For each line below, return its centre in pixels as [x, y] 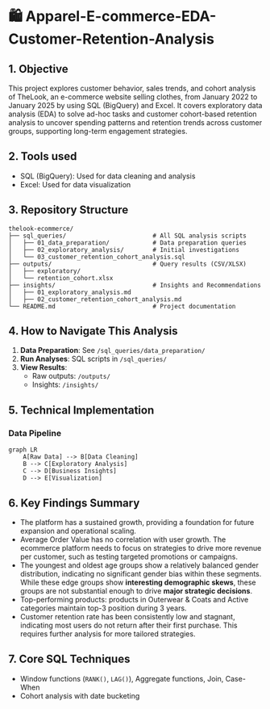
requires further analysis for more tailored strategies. [108, 633]
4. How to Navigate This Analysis [93, 331]
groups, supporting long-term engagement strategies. [98, 131]
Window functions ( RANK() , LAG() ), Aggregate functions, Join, [122, 678]
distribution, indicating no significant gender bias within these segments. [141, 573]
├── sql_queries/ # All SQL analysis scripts [128, 236]
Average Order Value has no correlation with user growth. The [123, 539]
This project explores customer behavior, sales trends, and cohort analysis [132, 88]
